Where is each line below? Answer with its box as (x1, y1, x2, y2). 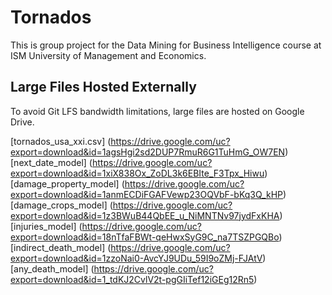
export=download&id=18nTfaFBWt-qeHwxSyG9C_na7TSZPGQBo (10, 231, 280, 243)
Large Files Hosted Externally (10, 79, 197, 96)
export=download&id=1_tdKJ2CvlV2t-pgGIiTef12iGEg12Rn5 (10, 273, 255, 285)
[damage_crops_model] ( (10, 199, 113, 211)
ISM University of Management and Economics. (10, 49, 207, 61)
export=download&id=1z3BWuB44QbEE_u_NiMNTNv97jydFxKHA (10, 209, 280, 221)
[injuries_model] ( (10, 220, 83, 232)
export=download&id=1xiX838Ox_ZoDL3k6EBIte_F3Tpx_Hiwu (10, 167, 265, 179)
